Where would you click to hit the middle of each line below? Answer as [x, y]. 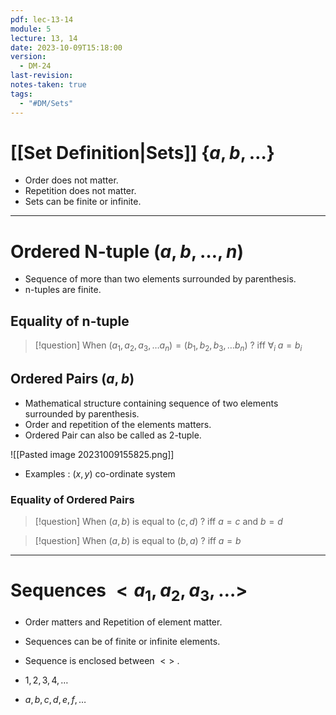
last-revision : [42, 76]
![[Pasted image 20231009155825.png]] [92, 454]
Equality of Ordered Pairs [72, 499]
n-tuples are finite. [63, 290]
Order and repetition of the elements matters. [118, 424]
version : [28, 57]
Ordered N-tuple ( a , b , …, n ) [127, 251]
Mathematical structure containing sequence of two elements [151, 403]
